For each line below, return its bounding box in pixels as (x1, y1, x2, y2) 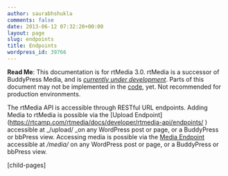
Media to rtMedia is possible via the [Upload (7, 110, 134, 118)
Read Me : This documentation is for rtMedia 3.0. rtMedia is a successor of (7, 67, 220, 76)
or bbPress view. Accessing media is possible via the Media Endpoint (7, 132, 205, 141)
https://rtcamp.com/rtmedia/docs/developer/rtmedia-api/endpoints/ (9, 118, 204, 126)
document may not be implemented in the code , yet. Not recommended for (7, 82, 222, 91)
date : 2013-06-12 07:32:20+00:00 (7, 23, 104, 30)
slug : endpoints (7, 36, 54, 43)
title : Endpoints (7, 42, 58, 49)
